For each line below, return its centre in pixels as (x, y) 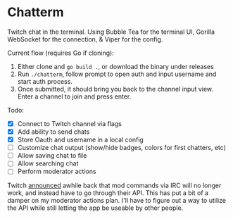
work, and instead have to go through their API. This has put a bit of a (108, 193)
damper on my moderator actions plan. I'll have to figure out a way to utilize (117, 201)
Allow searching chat (48, 163)
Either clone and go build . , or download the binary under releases (116, 66)
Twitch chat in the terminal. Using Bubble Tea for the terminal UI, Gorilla (111, 32)
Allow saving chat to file (52, 156)
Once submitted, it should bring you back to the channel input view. (115, 89)
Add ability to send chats (53, 132)
